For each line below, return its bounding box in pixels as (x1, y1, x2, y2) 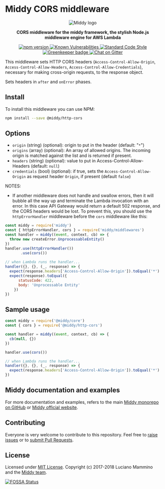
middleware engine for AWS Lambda (44, 34, 121, 40)
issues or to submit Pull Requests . (5, 437, 74, 443)
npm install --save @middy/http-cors (5, 116, 83, 121)
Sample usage (5, 305, 50, 313)
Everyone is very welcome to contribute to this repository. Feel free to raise (5, 431, 158, 437)
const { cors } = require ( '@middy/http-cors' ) (5, 323, 102, 328)
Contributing (5, 419, 45, 427)
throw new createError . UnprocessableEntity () (9, 237, 105, 242)
